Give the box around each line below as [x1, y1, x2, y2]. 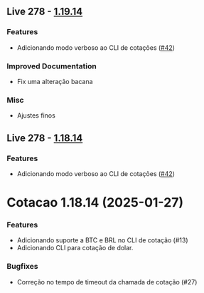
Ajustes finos [16, 111, 56, 120]
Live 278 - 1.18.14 [6, 132, 83, 144]
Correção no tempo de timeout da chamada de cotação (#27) [16, 277, 198, 286]
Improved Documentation [6, 61, 97, 71]
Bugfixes [6, 262, 38, 272]
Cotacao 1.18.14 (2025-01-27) [6, 195, 184, 211]
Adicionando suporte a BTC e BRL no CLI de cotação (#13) [16, 236, 189, 245]
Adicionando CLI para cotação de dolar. [16, 244, 134, 252]
